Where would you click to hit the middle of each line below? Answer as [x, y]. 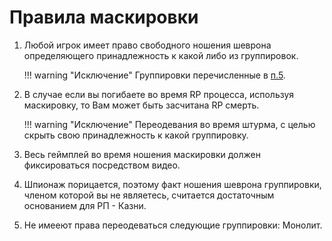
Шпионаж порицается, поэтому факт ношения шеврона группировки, [172, 184]
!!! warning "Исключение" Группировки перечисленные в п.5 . [154, 75]
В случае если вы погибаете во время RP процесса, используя [159, 94]
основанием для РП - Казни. [85, 205]
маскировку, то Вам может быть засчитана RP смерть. [141, 105]
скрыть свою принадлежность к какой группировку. [136, 135]
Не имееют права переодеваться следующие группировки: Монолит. [173, 225]
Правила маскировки [104, 17]
